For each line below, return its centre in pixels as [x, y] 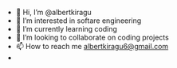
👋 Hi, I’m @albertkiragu [53, 12]
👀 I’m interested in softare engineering [79, 21]
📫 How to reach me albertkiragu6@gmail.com [92, 46]
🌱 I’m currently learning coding [67, 29]
